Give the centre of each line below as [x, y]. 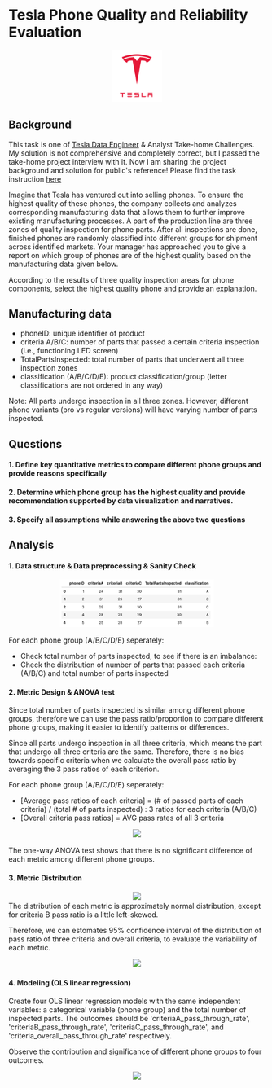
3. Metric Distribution [46, 878]
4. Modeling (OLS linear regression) [70, 983]
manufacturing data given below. [64, 264]
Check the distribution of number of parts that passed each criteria [133, 665]
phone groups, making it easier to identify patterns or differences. [119, 727]
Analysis [31, 544]
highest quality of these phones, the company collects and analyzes [123, 203]
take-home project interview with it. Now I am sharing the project [117, 161]
